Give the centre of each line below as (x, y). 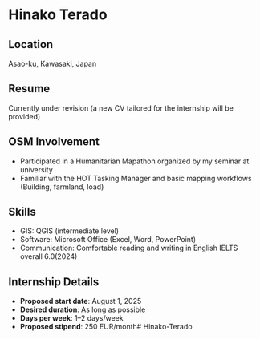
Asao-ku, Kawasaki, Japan (53, 63)
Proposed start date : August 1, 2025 (81, 301)
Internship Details (54, 282)
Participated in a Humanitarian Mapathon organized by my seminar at (134, 161)
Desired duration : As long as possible (83, 309)
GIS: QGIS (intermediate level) (69, 231)
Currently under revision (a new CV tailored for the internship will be (121, 108)
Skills (22, 212)
